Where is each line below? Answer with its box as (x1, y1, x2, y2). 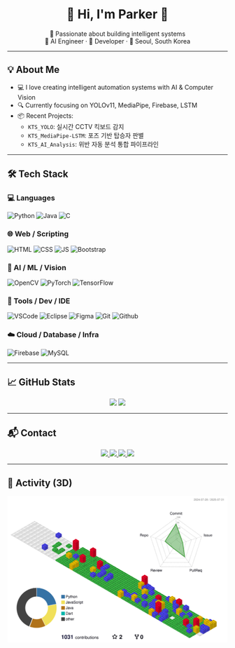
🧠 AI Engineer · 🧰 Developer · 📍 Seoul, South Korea (44, 36, 191, 45)
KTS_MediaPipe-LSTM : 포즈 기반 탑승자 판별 (27, 131, 145, 140)
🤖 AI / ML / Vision (7, 262, 66, 272)
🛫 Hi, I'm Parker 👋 (66, 6, 169, 22)
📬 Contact (7, 427, 57, 439)
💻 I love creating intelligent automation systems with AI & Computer (17, 83, 214, 91)
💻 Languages (7, 193, 55, 203)
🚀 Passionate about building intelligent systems (49, 29, 186, 38)
